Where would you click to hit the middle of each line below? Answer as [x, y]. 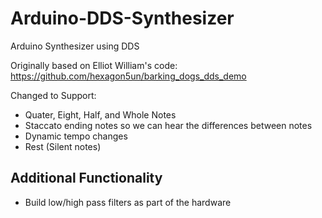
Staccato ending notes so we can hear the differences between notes [168, 125]
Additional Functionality [86, 178]
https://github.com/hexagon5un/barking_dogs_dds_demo [128, 76]
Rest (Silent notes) [63, 146]
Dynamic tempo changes [76, 136]
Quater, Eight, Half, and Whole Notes [100, 114]
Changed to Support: [53, 95]
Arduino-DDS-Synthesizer [122, 18]
